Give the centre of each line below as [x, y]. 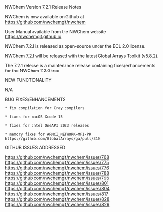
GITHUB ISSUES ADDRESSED [35, 148]
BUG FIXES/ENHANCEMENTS [35, 99]
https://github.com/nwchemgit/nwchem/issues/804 [57, 189]
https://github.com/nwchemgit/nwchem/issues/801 [57, 183]
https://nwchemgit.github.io [33, 37]
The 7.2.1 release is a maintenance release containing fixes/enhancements [80, 65]
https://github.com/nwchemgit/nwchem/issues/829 [57, 204]
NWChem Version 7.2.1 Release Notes [43, 7]
